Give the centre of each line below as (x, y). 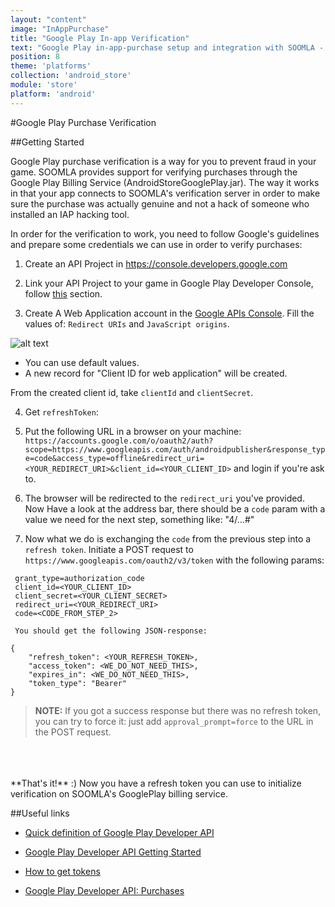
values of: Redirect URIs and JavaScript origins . (127, 323)
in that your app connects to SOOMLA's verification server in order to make (165, 193)
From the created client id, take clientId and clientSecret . (132, 392)
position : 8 (35, 57)
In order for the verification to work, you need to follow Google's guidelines (165, 233)
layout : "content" (48, 19)
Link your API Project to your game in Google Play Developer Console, (169, 283)
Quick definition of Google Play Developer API (119, 832)
